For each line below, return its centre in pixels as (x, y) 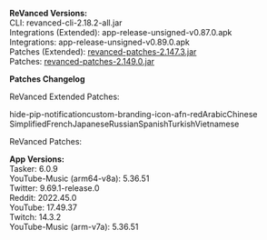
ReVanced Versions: (49, 13)
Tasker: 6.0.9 (34, 169)
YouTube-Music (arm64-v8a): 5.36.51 (79, 178)
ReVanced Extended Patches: (64, 96)
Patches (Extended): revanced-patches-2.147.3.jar (103, 52)
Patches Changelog (47, 79)
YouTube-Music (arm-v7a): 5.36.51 (74, 227)
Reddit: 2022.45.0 (43, 198)
